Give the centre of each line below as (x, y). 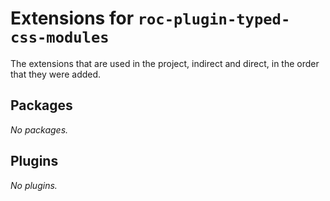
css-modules (60, 37)
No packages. (39, 129)
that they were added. (56, 74)
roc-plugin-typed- (214, 19)
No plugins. (34, 185)
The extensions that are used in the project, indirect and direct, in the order (165, 63)
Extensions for (72, 18)
